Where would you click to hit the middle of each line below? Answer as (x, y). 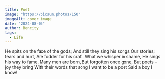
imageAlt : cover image (28, 19)
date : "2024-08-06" (25, 23)
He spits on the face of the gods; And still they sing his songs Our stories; (80, 51)
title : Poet (17, 10)
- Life (16, 38)
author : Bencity (22, 28)
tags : (11, 33)
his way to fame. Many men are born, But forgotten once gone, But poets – (81, 62)
